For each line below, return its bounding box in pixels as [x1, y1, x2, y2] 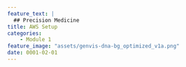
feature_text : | [7, 10, 55, 17]
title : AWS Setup [7, 23, 58, 30]
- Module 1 [20, 36, 52, 43]
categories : [7, 29, 42, 37]
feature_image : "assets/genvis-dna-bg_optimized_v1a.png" [7, 43, 180, 50]
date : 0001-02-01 [7, 50, 58, 57]
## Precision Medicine [13, 17, 80, 24]
